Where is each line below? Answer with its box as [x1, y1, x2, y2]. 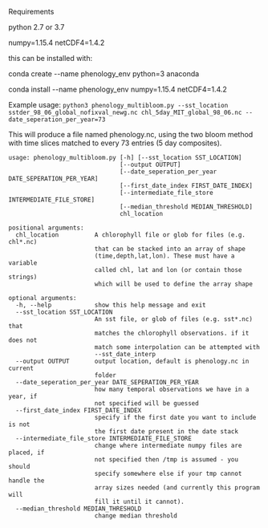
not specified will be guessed [94, 400, 199, 408]
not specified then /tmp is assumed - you [94, 456, 239, 464]
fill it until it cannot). [94, 498, 185, 506]
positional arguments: [8, 224, 84, 232]
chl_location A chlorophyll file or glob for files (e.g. [15, 231, 246, 239]
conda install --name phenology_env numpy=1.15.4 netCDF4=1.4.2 [8, 84, 227, 94]
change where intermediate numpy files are [94, 441, 242, 449]
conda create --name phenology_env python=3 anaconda [8, 69, 200, 79]
